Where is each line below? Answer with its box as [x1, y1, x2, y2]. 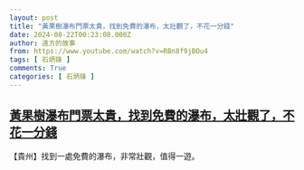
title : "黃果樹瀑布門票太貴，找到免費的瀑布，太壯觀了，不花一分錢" [9, 22, 235, 31]
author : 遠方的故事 [9, 38, 76, 48]
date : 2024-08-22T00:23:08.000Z [9, 30, 131, 39]
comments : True [9, 64, 67, 73]
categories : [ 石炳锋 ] [9, 72, 95, 81]
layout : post [9, 13, 59, 23]
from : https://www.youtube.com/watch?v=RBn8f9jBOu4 [9, 47, 208, 56]
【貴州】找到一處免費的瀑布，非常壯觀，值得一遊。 [9, 150, 200, 161]
